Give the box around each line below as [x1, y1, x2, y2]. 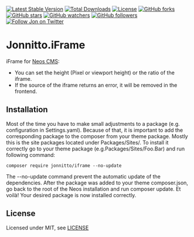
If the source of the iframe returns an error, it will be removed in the [14, 81, 178, 88]
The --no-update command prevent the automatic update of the [6, 173, 161, 180]
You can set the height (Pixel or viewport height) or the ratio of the [14, 69, 175, 76]
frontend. [14, 88, 38, 95]
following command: [6, 151, 56, 158]
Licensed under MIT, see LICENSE [6, 224, 89, 231]
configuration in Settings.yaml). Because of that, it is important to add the [6, 126, 183, 133]
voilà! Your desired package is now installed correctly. [6, 191, 137, 198]
